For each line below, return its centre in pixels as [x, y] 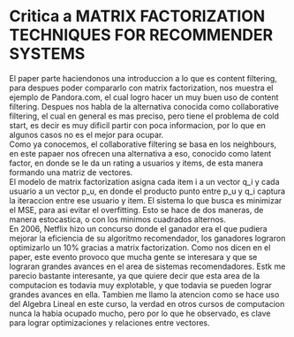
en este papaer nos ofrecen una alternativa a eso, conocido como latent [140, 153]
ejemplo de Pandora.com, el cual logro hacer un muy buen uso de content [144, 97]
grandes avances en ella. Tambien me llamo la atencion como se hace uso [144, 295]
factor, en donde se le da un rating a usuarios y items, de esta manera [136, 163]
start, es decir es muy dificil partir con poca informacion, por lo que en [138, 125]
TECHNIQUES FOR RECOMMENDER [141, 35]
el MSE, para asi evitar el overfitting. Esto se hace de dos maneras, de [136, 210]
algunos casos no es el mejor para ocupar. [87, 134]
